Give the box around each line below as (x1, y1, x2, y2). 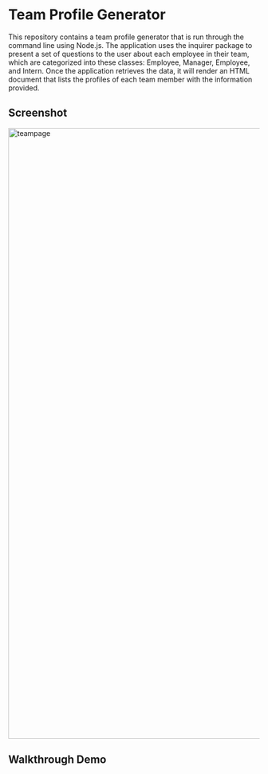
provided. (8, 82, 40, 93)
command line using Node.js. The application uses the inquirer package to (8, 40, 253, 50)
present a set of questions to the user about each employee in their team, (8, 49, 250, 58)
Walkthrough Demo (8, 753, 107, 767)
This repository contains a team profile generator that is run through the (8, 32, 245, 42)
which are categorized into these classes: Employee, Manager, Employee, (8, 58, 250, 67)
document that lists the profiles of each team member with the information (8, 74, 253, 84)
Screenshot (8, 106, 68, 120)
